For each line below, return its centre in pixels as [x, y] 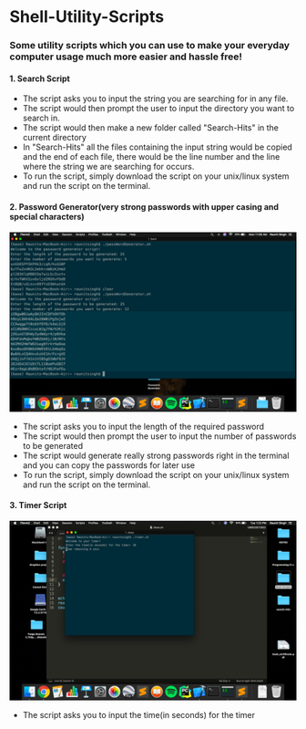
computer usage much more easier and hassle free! [126, 57]
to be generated [53, 445]
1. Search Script [40, 78]
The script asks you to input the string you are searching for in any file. [155, 99]
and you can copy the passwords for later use [109, 465]
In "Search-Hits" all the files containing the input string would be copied [158, 147]
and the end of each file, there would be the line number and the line [151, 157]
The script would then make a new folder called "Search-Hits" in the [151, 128]
